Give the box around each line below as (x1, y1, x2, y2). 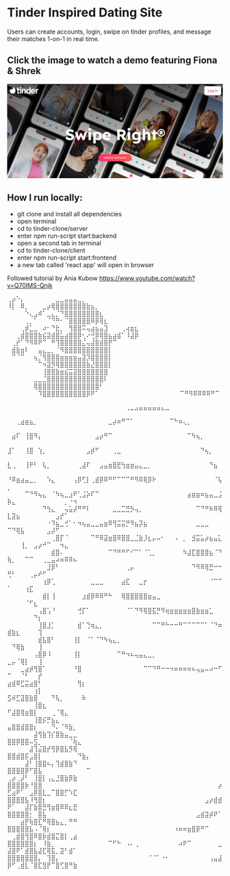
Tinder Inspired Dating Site (7, 5, 163, 21)
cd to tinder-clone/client (16, 247, 86, 255)
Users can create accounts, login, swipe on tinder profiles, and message (7, 27, 212, 36)
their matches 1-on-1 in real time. (7, 34, 100, 42)
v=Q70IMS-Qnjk (7, 281, 53, 290)
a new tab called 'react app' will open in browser (16, 261, 155, 269)
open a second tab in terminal (16, 239, 101, 247)
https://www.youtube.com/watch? (99, 274, 195, 282)
